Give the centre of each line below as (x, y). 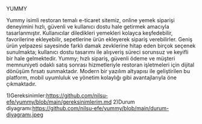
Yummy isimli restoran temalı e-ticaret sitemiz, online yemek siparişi (90, 20)
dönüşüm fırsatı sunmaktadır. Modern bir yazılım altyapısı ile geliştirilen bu (98, 71)
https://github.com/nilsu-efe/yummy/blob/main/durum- (101, 108)
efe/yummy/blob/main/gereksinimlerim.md (59, 102)
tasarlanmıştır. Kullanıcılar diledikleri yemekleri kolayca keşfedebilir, (90, 33)
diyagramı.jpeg (25, 114)
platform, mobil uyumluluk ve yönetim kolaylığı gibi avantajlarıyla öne (91, 78)
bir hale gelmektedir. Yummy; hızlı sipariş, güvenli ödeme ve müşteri (91, 58)
